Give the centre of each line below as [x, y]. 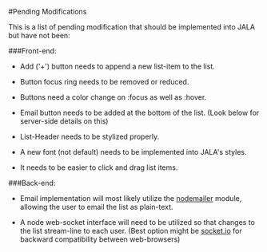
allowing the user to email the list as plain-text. [96, 207]
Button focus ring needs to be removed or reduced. [104, 82]
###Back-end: [32, 183]
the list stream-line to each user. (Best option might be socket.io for [131, 231]
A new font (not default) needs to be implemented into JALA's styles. [133, 152]
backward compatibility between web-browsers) [100, 239]
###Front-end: [32, 51]
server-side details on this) [64, 121]
